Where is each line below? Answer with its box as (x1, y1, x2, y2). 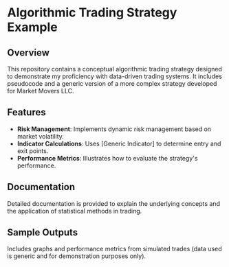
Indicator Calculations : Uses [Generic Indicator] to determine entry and (17, 139, 221, 148)
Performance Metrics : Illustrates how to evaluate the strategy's (17, 154, 198, 162)
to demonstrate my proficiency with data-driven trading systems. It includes (7, 72, 222, 80)
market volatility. (17, 132, 64, 140)
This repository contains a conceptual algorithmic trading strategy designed (7, 65, 222, 73)
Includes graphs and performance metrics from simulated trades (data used (7, 245, 222, 253)
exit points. (17, 146, 49, 155)
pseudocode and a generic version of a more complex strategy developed (7, 80, 217, 87)
